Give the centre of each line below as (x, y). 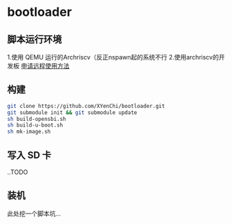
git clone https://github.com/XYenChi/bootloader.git (86, 106)
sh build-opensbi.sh (37, 119)
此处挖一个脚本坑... (34, 213)
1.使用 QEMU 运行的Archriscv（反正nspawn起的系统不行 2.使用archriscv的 (113, 57)
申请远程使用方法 (45, 66)
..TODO (18, 172)
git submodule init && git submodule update (72, 112)
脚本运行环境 (35, 39)
